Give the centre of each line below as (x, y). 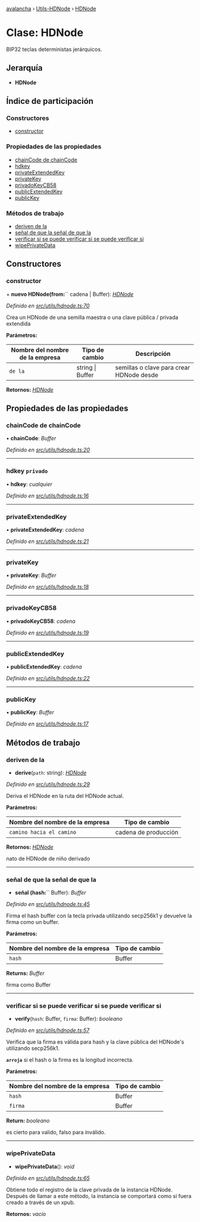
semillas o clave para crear (153, 367)
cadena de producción (147, 832)
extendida (18, 323)
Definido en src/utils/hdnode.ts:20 (48, 450)
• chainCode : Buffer (31, 438)
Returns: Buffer (25, 974)
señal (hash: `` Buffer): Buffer (50, 893)
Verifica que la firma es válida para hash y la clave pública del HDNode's (95, 1042)
